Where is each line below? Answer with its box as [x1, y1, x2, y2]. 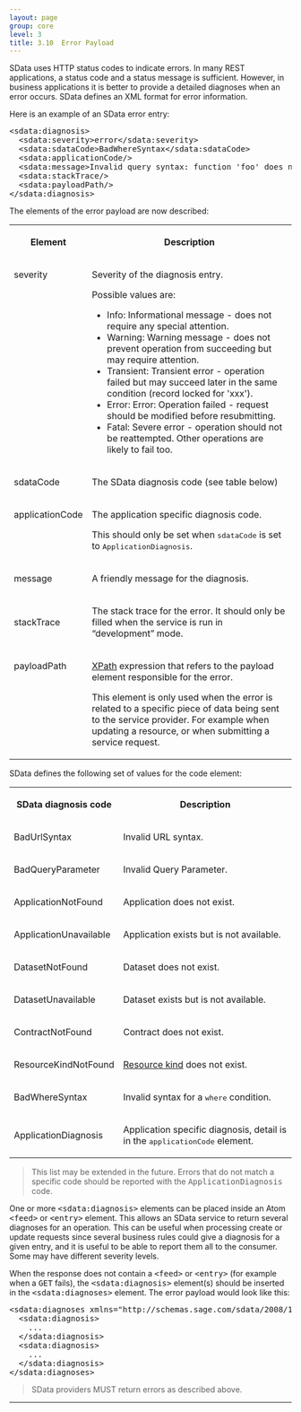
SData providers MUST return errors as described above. [30, 1384, 243, 1395]
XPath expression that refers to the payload [91, 660, 275, 673]
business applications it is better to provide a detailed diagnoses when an [9, 82, 280, 92]
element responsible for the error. [91, 671, 233, 684]
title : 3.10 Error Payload [9, 38, 115, 48]
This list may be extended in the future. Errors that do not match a [30, 1167, 275, 1178]
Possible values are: [91, 289, 176, 301]
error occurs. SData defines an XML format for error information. [9, 92, 248, 102]
